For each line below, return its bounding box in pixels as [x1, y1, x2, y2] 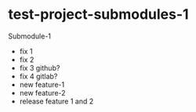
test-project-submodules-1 [8, 5, 190, 23]
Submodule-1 [8, 31, 52, 41]
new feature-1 [19, 80, 65, 89]
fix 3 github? [19, 63, 60, 72]
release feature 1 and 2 [19, 96, 94, 106]
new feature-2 [19, 88, 66, 97]
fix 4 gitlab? [19, 71, 58, 81]
